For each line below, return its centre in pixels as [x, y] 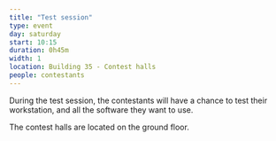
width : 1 [25, 59]
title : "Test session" [51, 17]
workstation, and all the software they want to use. [101, 110]
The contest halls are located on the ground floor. [100, 127]
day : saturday [35, 34]
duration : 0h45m [39, 51]
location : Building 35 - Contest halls [83, 67]
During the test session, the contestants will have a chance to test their [138, 100]
